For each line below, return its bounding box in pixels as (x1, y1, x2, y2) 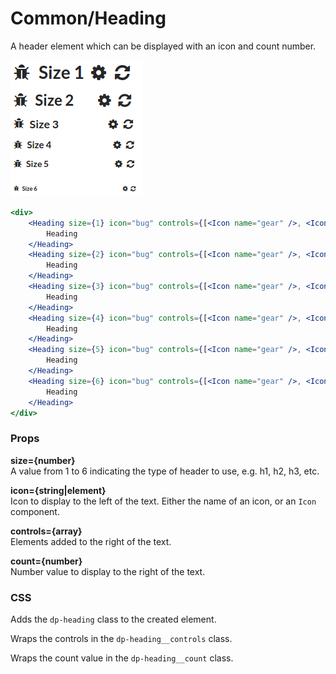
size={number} (10, 454, 76, 466)
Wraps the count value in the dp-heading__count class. (10, 652, 234, 664)
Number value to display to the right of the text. (10, 565, 206, 577)
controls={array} (10, 525, 83, 537)
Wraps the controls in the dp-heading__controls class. (10, 633, 233, 645)
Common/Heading (10, 7, 167, 30)
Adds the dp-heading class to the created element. (10, 613, 217, 626)
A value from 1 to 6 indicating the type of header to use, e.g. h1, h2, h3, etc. (10, 465, 320, 477)
